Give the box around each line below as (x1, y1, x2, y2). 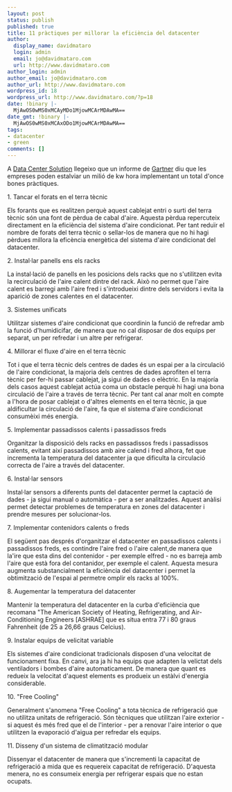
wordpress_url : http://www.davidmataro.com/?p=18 (7, 94, 154, 101)
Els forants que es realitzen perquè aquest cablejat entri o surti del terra (7, 206, 213, 214)
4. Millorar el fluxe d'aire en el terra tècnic (7, 347, 127, 355)
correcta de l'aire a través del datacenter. (7, 461, 125, 469)
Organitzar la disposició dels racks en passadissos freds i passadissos (7, 439, 209, 447)
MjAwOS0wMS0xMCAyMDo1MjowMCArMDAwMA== (13, 107, 126, 114)
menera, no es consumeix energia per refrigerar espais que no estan (7, 770, 204, 777)
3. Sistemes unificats (7, 306, 67, 313)
